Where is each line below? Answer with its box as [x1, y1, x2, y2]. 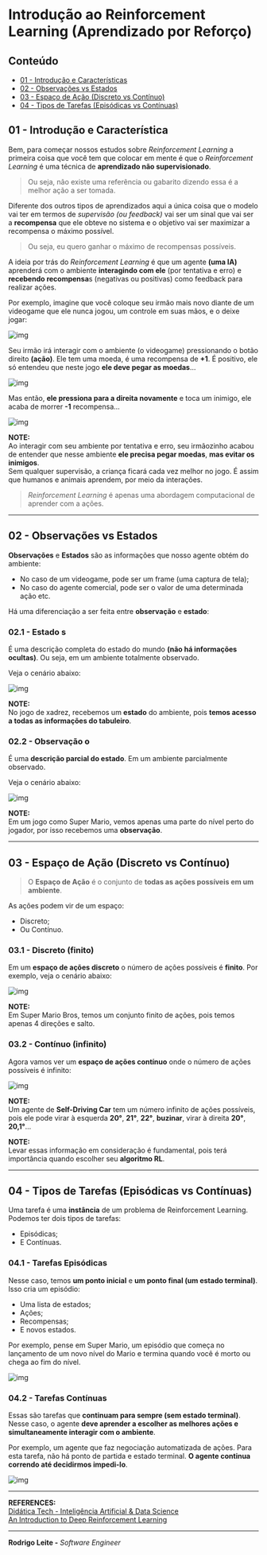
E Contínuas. [19, 1238, 62, 1247]
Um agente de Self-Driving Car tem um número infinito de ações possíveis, [8, 1104, 256, 1114]
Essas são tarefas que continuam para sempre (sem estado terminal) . [8, 1410, 241, 1421]
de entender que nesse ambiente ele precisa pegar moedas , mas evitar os [8, 449, 255, 459]
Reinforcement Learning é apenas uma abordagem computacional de [27, 490, 256, 500]
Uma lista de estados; [19, 1299, 91, 1309]
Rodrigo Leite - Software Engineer [8, 1538, 122, 1548]
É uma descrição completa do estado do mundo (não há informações [8, 644, 238, 654]
